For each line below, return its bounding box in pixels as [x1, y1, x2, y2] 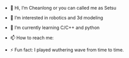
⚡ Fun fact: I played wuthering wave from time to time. [10, 47, 124, 53]
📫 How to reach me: [10, 35, 54, 41]
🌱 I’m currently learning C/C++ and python [10, 24, 100, 31]
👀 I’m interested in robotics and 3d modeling [10, 15, 104, 20]
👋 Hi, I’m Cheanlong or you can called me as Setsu [10, 5, 116, 11]
